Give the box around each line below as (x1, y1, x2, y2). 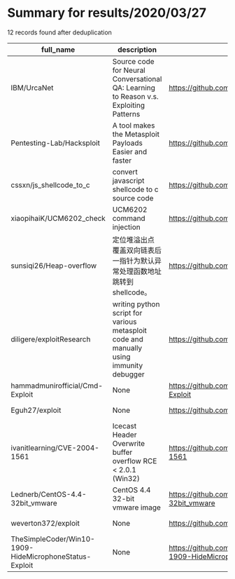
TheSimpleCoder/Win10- (10, 534, 96, 544)
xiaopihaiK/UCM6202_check (10, 213, 106, 223)
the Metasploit (112, 129, 159, 139)
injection (112, 222, 141, 232)
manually (112, 343, 143, 353)
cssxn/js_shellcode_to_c (10, 180, 90, 190)
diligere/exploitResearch (10, 334, 91, 344)
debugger (112, 369, 145, 379)
